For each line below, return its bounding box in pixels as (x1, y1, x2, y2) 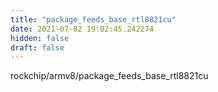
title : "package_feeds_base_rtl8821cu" (10, 14, 177, 25)
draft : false (10, 42, 65, 53)
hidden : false (10, 33, 70, 43)
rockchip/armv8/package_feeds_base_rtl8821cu (10, 70, 209, 82)
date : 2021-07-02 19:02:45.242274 (10, 24, 155, 34)
